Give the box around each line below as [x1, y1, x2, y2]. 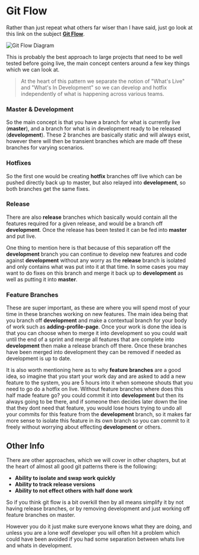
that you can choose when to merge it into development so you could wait [6, 330, 188, 337]
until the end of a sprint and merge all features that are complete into [6, 336, 175, 343]
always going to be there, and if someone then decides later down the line [6, 398, 188, 405]
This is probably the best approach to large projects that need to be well [6, 53, 183, 60]
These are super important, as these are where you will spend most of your [6, 304, 191, 311]
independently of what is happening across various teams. [20, 90, 165, 97]
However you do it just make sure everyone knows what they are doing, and [6, 523, 192, 530]
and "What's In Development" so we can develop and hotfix [20, 83, 168, 91]
